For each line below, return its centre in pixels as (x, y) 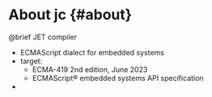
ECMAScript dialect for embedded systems (92, 52)
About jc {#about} (70, 15)
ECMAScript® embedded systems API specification (118, 78)
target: (31, 61)
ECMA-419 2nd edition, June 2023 (90, 69)
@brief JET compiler (42, 37)
